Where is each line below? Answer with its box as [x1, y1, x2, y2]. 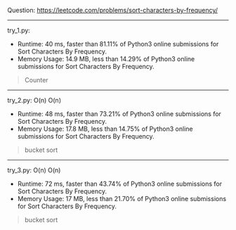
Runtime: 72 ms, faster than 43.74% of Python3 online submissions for [17, 179, 223, 188]
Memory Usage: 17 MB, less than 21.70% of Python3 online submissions [17, 195, 227, 203]
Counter [24, 76, 48, 84]
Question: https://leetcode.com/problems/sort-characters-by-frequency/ [7, 6, 218, 14]
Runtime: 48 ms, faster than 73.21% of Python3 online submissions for [17, 110, 221, 118]
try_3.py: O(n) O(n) [7, 166, 61, 174]
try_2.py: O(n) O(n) [7, 96, 62, 104]
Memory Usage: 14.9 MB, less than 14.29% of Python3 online [17, 55, 195, 63]
